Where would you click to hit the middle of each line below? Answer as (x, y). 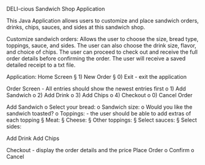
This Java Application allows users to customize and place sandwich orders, (102, 20)
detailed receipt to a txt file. (41, 65)
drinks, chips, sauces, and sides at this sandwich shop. (76, 27)
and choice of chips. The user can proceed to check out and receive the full (102, 52)
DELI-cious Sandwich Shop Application (56, 9)
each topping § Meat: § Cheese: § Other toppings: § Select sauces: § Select (102, 120)
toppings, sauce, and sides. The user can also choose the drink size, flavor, (102, 46)
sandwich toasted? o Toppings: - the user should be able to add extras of (99, 113)
